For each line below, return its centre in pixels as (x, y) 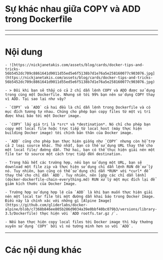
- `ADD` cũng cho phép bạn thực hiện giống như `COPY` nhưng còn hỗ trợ (80, 141)
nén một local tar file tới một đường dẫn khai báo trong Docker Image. (80, 196)
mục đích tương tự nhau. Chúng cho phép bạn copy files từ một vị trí (78, 112)
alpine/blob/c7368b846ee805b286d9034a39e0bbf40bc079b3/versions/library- (81, 209)
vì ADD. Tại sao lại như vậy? (36, 99)
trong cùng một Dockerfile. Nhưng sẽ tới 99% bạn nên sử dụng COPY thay (80, 95)
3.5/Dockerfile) (21, 213)
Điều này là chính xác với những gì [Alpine (51, 201)
